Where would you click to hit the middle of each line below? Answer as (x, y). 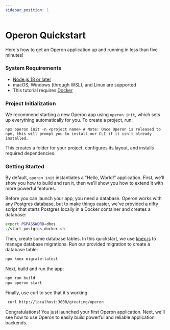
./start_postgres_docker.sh (35, 229)
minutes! (15, 55)
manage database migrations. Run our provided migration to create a (78, 244)
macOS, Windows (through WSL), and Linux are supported (74, 84)
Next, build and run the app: (35, 269)
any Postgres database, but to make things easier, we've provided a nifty (82, 204)
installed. (17, 139)
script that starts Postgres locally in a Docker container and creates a (78, 209)
